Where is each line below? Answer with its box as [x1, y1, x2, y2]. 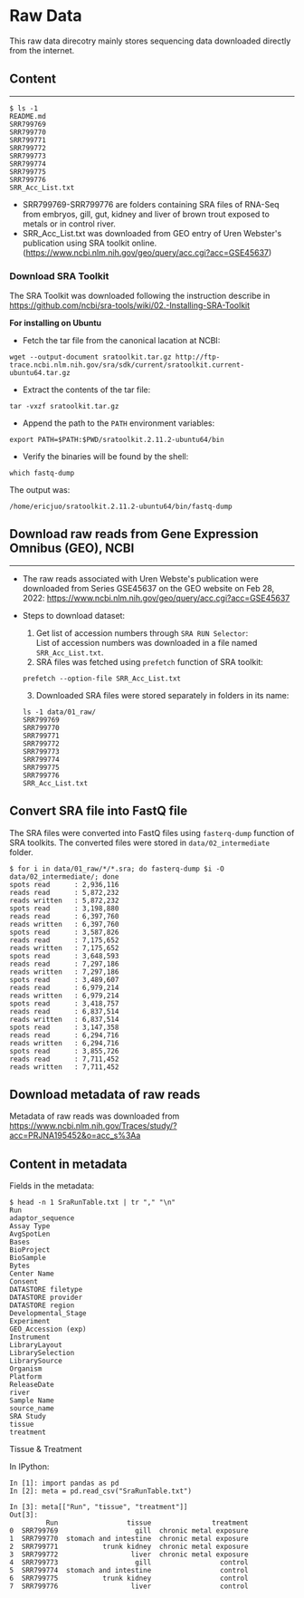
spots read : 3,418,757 [9, 998, 119, 1008]
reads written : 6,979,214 [9, 991, 119, 1000]
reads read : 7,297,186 [9, 959, 119, 968]
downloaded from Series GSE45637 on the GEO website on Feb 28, [22, 582, 275, 593]
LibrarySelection [9, 1349, 75, 1358]
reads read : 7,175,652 [9, 935, 119, 945]
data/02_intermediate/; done [9, 871, 119, 881]
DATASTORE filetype [9, 1285, 83, 1295]
